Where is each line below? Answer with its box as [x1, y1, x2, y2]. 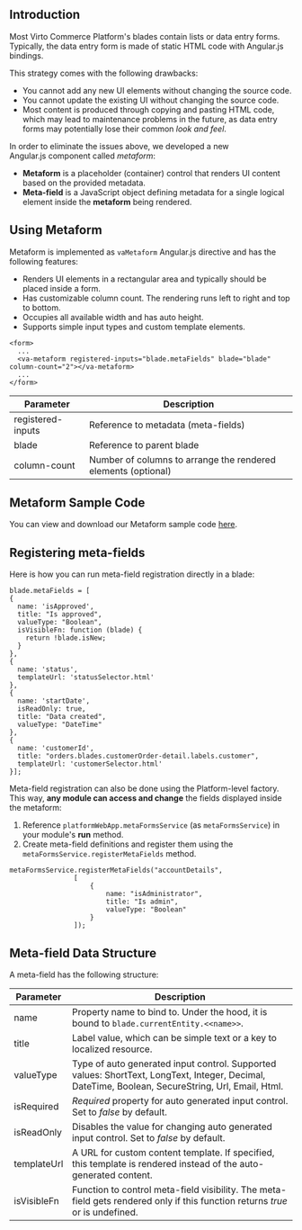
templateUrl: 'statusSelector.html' [17, 673, 155, 682]
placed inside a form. [22, 283, 102, 293]
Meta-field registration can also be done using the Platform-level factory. [9, 783, 280, 795]
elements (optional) [88, 464, 172, 477]
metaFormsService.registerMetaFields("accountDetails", [9, 866, 223, 875]
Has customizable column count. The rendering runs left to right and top [22, 292, 290, 303]
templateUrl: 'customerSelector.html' [17, 759, 164, 768]
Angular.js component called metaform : [9, 150, 155, 161]
